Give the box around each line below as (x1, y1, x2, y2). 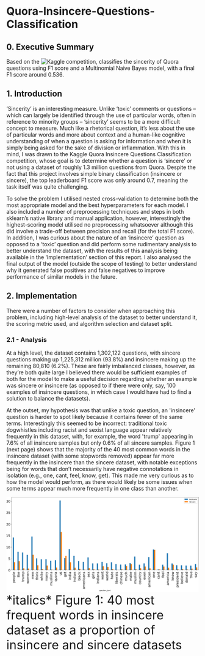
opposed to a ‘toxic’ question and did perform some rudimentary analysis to (6, 240, 197, 247)
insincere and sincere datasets (6, 637, 182, 653)
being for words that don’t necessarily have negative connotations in (6, 465, 179, 472)
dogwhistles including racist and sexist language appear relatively (6, 426, 172, 433)
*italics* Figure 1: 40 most (6, 592, 155, 608)
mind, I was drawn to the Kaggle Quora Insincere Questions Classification (6, 150, 192, 157)
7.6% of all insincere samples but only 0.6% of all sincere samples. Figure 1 (6, 439, 195, 447)
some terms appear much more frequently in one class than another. (6, 484, 179, 492)
